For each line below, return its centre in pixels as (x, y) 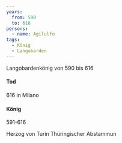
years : (14, 12)
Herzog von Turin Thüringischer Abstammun (61, 134)
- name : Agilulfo (33, 34)
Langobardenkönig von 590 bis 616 (50, 68)
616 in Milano (23, 95)
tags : (13, 40)
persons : (17, 29)
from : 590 (24, 17)
